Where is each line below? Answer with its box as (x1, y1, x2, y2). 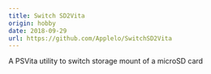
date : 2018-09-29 (8, 27, 67, 35)
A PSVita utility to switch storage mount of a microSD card (8, 56, 204, 66)
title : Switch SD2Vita (8, 11, 85, 20)
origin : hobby (8, 19, 57, 27)
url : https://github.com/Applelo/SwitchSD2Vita (8, 34, 173, 43)
